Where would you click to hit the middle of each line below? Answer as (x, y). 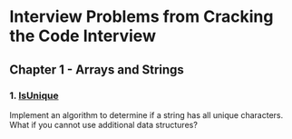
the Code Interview (83, 36)
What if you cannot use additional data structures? (103, 124)
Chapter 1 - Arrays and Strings (97, 69)
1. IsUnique (34, 95)
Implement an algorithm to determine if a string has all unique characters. (146, 114)
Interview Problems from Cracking (141, 17)
